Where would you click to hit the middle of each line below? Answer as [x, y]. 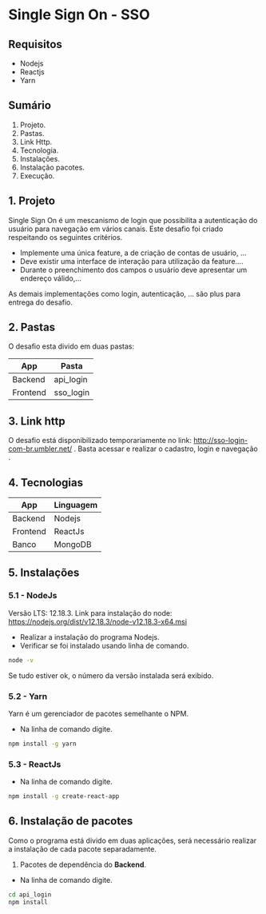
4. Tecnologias [46, 483]
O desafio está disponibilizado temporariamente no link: [100, 441]
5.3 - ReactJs [35, 764]
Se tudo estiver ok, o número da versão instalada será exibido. [111, 675]
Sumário [30, 106]
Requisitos [35, 44]
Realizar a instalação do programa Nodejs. [89, 637]
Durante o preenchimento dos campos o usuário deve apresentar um [133, 269]
